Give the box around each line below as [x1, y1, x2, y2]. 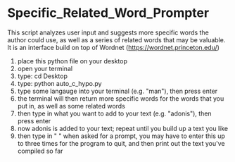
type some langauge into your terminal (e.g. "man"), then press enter [17, 87, 218, 95]
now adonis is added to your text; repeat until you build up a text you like [17, 124, 229, 132]
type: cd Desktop [17, 72, 68, 80]
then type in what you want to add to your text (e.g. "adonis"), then [17, 109, 212, 118]
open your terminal [17, 64, 72, 73]
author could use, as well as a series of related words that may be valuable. [7, 35, 226, 44]
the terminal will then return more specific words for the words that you [17, 94, 224, 103]
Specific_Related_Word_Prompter [7, 5, 210, 21]
